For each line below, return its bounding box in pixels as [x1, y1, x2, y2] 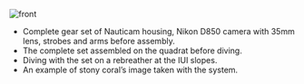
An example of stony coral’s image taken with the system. [22, 64, 239, 75]
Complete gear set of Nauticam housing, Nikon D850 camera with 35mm [22, 26, 295, 36]
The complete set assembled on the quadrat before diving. [22, 45, 242, 56]
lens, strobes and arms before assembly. [22, 36, 175, 46]
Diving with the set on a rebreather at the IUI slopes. [22, 55, 218, 65]
